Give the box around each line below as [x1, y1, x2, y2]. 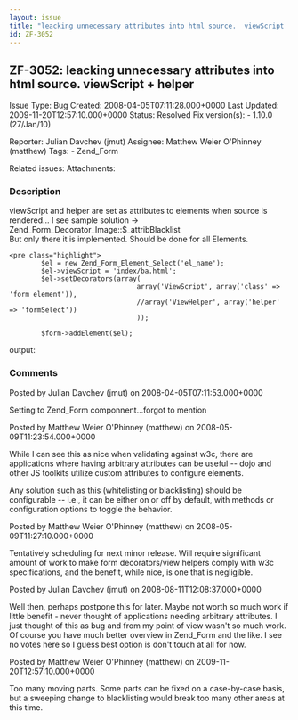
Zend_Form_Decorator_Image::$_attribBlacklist [9, 225, 181, 235]
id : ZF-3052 [9, 29, 53, 38]
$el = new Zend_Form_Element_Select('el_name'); [41, 259, 225, 268]
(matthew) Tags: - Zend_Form [9, 146, 118, 157]
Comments [9, 367, 58, 380]
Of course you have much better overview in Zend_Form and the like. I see [9, 629, 283, 640]
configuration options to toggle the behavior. [9, 503, 173, 514]
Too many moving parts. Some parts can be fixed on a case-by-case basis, [9, 683, 285, 693]
